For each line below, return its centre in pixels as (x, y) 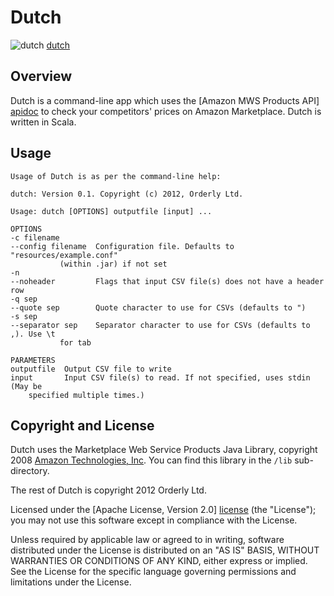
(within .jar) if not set (113, 264)
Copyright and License (82, 425)
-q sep (24, 299)
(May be (26, 386)
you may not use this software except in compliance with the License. (154, 520)
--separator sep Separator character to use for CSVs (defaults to (160, 325)
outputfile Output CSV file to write (91, 369)
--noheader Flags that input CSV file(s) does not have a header (167, 281)
